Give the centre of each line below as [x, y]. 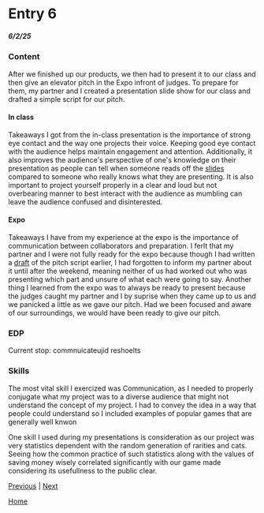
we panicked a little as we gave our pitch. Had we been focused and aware [130, 304]
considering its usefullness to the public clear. [83, 470]
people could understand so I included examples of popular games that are [130, 413]
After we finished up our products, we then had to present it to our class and [132, 74]
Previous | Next [33, 485]
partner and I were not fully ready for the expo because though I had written [132, 254]
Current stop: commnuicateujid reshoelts [74, 350]
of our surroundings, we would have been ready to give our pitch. [115, 313]
